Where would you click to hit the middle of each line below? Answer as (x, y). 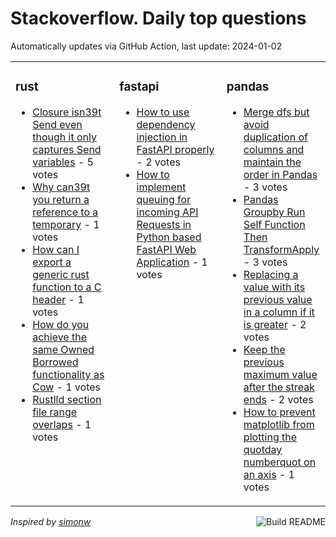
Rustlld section (67, 399)
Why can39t (61, 187)
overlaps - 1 (62, 424)
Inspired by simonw (51, 521)
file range (55, 412)
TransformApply (281, 249)
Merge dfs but (276, 112)
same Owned (63, 349)
